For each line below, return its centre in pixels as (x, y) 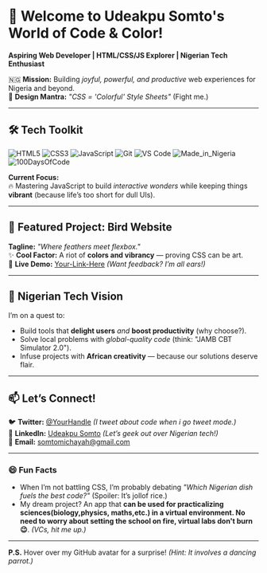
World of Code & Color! (86, 33)
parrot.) (21, 561)
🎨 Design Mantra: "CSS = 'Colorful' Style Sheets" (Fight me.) (108, 96)
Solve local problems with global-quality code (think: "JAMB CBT (126, 339)
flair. (27, 365)
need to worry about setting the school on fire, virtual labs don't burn (136, 521)
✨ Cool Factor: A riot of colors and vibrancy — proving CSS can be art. (126, 255)
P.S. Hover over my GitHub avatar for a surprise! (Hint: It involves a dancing (132, 552)
